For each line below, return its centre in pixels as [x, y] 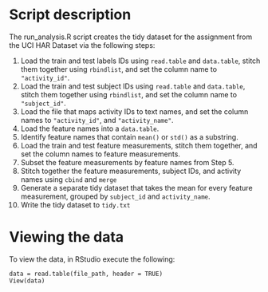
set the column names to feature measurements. [100, 154]
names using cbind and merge [69, 179]
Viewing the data [67, 237]
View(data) [27, 281]
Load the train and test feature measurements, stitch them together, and [139, 145]
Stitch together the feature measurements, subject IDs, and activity [131, 171]
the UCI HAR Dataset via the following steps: [82, 45]
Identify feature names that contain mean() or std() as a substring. [129, 136]
